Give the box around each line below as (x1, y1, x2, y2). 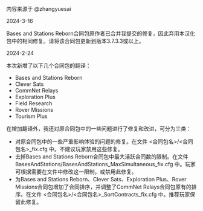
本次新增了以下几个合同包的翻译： (6, 62, 91, 69)
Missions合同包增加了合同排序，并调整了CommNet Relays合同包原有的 (14, 183, 192, 190)
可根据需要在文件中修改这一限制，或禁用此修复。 (14, 168, 137, 175)
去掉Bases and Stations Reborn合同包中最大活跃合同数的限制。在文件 (14, 153, 188, 160)
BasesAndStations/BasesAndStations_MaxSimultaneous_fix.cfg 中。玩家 (14, 161, 196, 167)
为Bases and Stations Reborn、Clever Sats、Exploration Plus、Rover (14, 176, 187, 183)
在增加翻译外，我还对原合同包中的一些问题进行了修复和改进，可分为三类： (6, 125, 192, 132)
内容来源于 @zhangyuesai (6, 5, 71, 12)
